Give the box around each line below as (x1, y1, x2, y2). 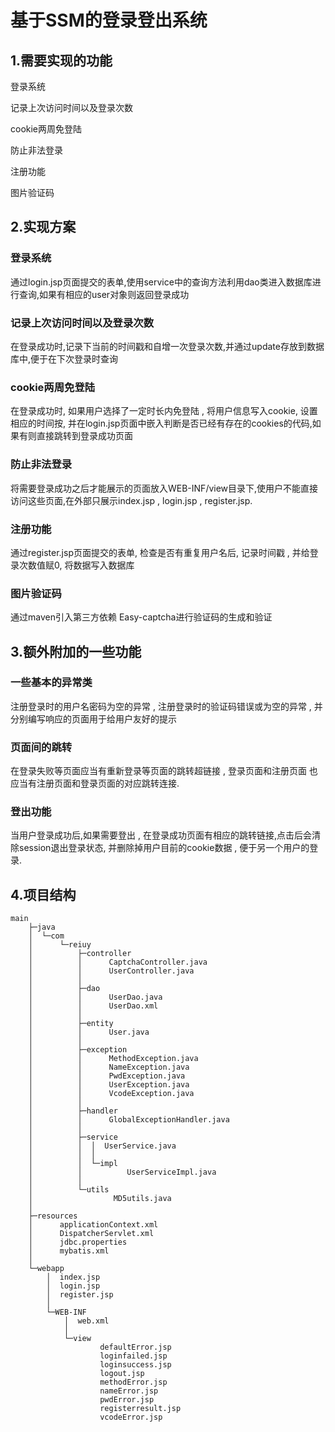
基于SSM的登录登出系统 (10, 9, 208, 32)
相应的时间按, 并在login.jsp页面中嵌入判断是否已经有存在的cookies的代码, (10, 417, 313, 430)
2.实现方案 (10, 219, 77, 236)
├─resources (28, 1211, 78, 1221)
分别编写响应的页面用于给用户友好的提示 (10, 712, 177, 725)
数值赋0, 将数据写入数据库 (27, 559, 135, 571)
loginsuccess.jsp (99, 1360, 172, 1370)
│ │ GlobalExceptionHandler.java (28, 1115, 230, 1125)
